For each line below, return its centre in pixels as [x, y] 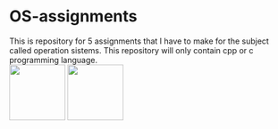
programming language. [54, 60]
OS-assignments [73, 16]
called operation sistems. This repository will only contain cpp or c [131, 50]
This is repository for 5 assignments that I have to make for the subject [139, 41]
